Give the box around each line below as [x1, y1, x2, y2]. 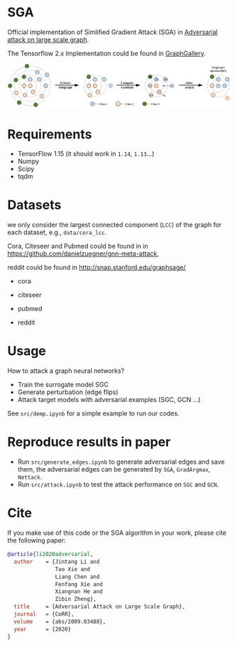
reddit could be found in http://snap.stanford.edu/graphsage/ [7, 263, 186, 272]
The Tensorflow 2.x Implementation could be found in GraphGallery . [7, 49, 206, 58]
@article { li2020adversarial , [7, 551, 94, 558]
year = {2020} [13, 626, 72, 633]
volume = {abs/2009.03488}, [13, 618, 106, 625]
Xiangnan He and [55, 588, 103, 595]
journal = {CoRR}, [13, 611, 75, 618]
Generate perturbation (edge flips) [17, 388, 118, 396]
